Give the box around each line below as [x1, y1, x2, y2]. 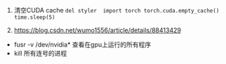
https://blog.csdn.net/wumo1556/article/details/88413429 [13, 26, 181, 34]
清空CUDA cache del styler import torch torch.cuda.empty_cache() [13, 6, 220, 14]
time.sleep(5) [13, 14, 55, 21]
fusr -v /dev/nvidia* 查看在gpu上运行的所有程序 [13, 40, 152, 49]
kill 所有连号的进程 [13, 49, 67, 57]
